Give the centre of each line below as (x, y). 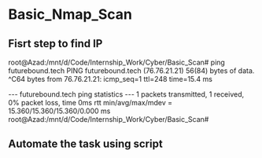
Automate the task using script (85, 144)
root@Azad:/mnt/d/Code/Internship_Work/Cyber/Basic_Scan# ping (117, 62)
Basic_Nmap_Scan (70, 15)
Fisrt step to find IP (55, 44)
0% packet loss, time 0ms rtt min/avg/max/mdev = (90, 103)
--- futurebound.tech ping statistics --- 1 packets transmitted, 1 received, (126, 94)
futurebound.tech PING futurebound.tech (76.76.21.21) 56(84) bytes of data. (131, 71)
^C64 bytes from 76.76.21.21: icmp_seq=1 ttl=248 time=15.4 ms (110, 79)
